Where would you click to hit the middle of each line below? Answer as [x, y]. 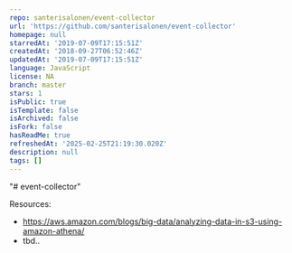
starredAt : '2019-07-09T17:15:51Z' [76, 43]
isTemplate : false [44, 110]
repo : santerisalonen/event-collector [82, 18]
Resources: [30, 203]
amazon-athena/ [53, 230]
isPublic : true [38, 102]
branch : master [38, 85]
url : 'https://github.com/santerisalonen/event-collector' [123, 26]
